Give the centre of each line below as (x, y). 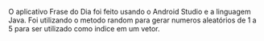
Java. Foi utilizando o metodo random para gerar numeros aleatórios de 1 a (132, 20)
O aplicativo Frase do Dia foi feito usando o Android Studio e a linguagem (130, 12)
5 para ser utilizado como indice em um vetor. (84, 29)
